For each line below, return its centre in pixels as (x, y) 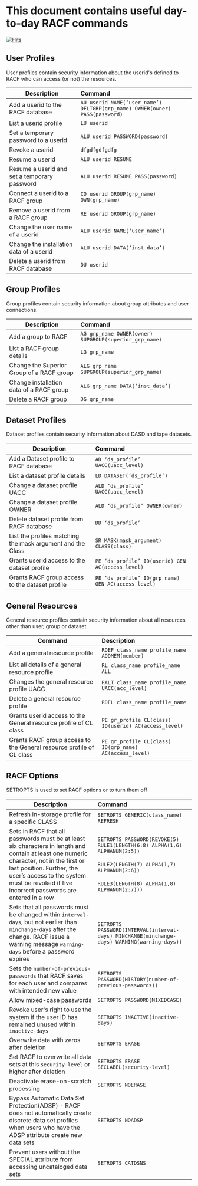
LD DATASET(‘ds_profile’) (131, 476)
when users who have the (45, 1128)
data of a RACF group (39, 389)
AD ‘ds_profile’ (118, 459)
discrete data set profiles (44, 1120)
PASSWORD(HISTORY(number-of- (138, 979)
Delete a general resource (45, 699)
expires (19, 959)
